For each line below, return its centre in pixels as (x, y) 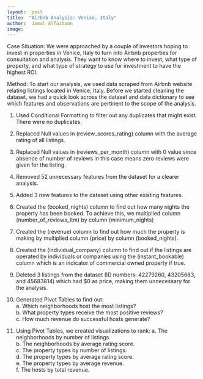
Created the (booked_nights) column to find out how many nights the (103, 207)
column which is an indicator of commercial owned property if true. (101, 263)
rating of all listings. (41, 140)
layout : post (25, 12)
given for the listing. (41, 165)
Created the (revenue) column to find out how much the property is (100, 232)
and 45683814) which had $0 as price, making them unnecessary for (103, 281)
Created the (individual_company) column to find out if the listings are (104, 250)
